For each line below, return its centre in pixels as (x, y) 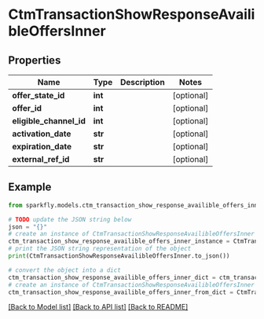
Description (143, 82)
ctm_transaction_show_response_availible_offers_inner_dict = (112, 277)
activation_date (42, 134)
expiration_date (42, 147)
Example (30, 187)
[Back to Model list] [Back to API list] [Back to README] (98, 307)
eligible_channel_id (49, 121)
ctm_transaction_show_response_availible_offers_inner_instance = (119, 241)
